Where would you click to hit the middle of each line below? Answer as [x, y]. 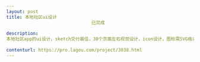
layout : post [22, 12]
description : [22, 34]
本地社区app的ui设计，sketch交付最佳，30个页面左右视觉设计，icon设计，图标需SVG [97, 39]
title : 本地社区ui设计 [32, 17]
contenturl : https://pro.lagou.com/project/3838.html [74, 50]
